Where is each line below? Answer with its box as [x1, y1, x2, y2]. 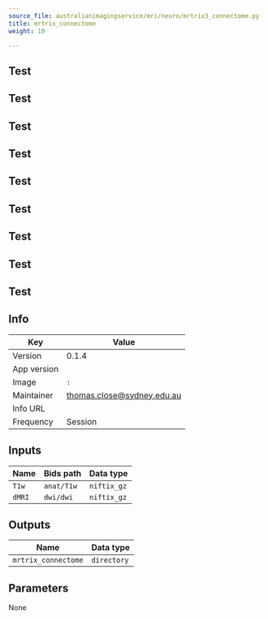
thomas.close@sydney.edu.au [66, 389, 182, 401]
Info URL [12, 402, 46, 414]
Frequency [12, 415, 54, 427]
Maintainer [12, 389, 54, 401]
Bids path [43, 467, 82, 479]
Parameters [8, 581, 69, 595]
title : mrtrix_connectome [8, 19, 96, 28]
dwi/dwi [43, 492, 73, 501]
